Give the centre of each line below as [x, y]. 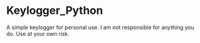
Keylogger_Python [55, 11]
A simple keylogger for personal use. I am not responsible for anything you [100, 27]
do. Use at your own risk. [38, 33]
